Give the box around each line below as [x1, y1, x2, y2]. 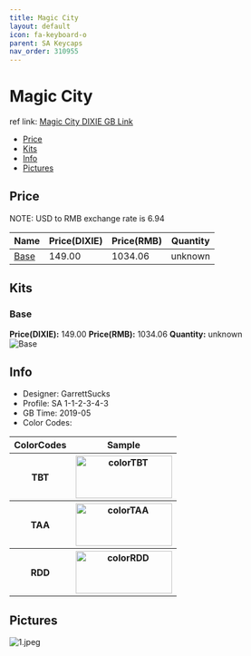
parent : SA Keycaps [9, 38, 83, 48]
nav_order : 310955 [9, 47, 79, 56]
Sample [107, 439, 140, 452]
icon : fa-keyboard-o [9, 30, 88, 39]
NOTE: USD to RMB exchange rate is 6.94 [9, 212, 165, 223]
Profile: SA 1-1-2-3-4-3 [22, 398, 109, 409]
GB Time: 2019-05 [22, 407, 92, 418]
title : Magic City [9, 13, 79, 23]
